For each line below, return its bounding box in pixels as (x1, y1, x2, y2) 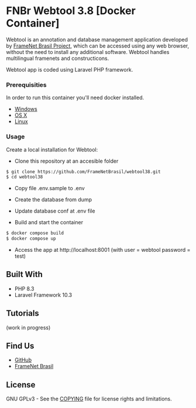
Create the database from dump (14, 196, 92, 203)
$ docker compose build (6, 230, 64, 236)
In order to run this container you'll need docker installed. (6, 94, 145, 101)
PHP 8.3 (14, 285, 35, 292)
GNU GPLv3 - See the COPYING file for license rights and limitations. (6, 395, 173, 403)
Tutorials (6, 308, 39, 318)
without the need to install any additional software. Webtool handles (6, 48, 170, 55)
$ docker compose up (6, 236, 57, 242)
